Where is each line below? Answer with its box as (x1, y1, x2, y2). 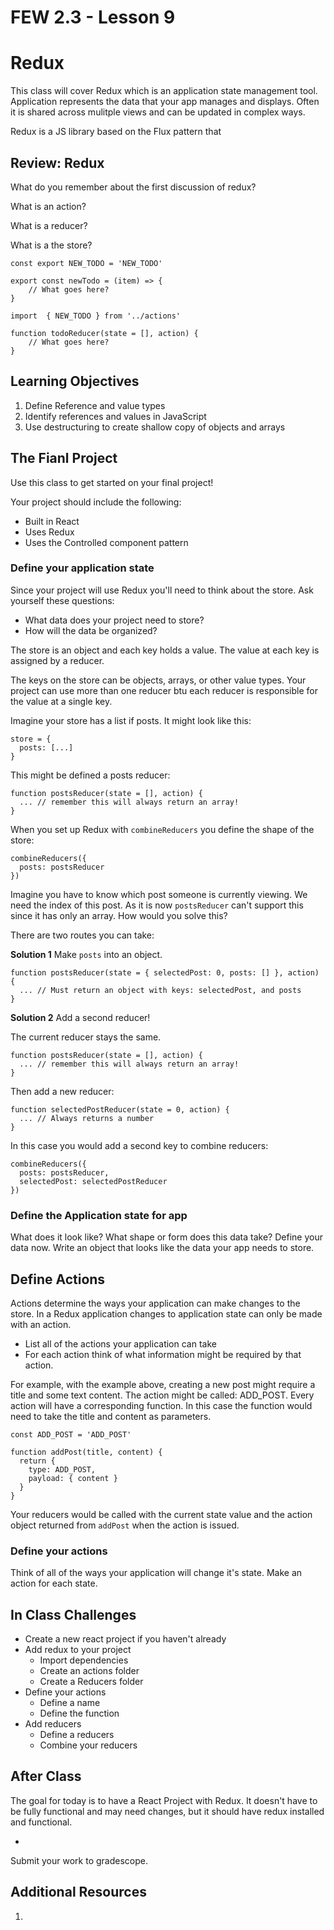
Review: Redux (10, 154, 105, 171)
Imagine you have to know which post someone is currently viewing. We (10, 888, 308, 900)
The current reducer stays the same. (10, 1031, 162, 1043)
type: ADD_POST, (28, 1464, 97, 1475)
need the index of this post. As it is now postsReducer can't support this (10, 899, 304, 911)
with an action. (10, 1318, 72, 1330)
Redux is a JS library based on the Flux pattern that (10, 126, 222, 138)
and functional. (10, 1816, 73, 1828)
